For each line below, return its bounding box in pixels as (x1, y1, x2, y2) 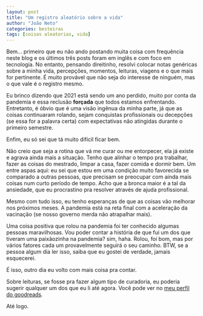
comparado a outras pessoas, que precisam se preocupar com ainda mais (6, 173, 192, 180)
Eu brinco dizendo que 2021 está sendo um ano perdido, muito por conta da (6, 92, 196, 99)
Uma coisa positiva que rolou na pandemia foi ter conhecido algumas (6, 222, 179, 230)
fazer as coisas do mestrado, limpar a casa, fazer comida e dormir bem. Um (6, 160, 196, 168)
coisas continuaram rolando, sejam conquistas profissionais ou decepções (6, 111, 193, 119)
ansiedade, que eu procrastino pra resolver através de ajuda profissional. (6, 186, 189, 194)
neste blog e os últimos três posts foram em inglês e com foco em (6, 54, 171, 62)
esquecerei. (6, 255, 36, 262)
